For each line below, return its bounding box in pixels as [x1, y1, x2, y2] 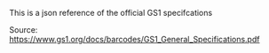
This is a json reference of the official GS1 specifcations [9, 8, 213, 18]
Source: [9, 25, 38, 34]
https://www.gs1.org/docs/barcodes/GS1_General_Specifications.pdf [9, 34, 260, 44]
